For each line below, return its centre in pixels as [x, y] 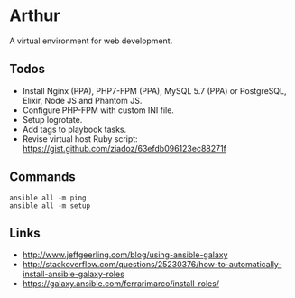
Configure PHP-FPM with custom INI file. [98, 110]
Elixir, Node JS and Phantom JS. [82, 100]
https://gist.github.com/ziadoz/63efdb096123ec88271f [124, 148]
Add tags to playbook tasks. [74, 129]
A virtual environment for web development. [91, 41]
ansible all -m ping [48, 198]
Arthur [35, 16]
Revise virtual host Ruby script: [80, 139]
